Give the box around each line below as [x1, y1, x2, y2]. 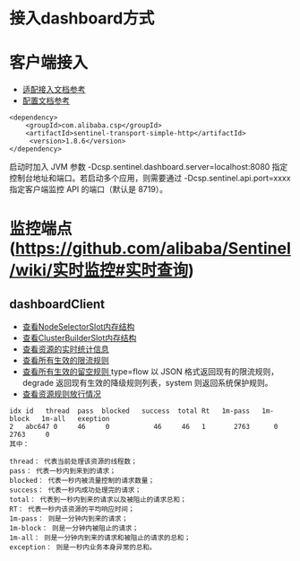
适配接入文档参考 [21, 84, 86, 95]
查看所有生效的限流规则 [21, 355, 109, 366]
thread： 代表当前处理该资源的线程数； [9, 457, 138, 467]
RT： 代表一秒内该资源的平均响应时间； [9, 504, 135, 514]
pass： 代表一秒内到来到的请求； [9, 467, 116, 476]
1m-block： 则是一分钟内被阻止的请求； [9, 524, 139, 533]
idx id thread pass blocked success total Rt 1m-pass [9, 407, 251, 416]
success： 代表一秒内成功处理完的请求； [9, 486, 141, 495]
